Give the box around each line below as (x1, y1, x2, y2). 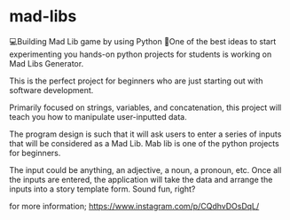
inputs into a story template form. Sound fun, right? (9, 184, 196, 194)
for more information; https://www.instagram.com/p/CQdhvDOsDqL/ (9, 200, 260, 211)
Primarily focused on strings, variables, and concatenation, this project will (9, 102, 282, 113)
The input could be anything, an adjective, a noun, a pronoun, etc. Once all (9, 164, 282, 175)
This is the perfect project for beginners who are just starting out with (9, 75, 263, 86)
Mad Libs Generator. (9, 58, 84, 68)
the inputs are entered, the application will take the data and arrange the (9, 174, 273, 185)
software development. (9, 84, 94, 95)
